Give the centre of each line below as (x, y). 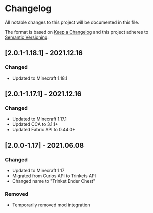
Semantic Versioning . (27, 37)
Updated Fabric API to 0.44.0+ (44, 130)
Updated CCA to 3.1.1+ (35, 124)
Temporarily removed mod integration (51, 205)
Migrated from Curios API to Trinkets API (54, 176)
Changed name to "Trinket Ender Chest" (54, 181)
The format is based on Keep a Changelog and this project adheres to (77, 32)
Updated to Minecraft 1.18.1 (40, 78)
